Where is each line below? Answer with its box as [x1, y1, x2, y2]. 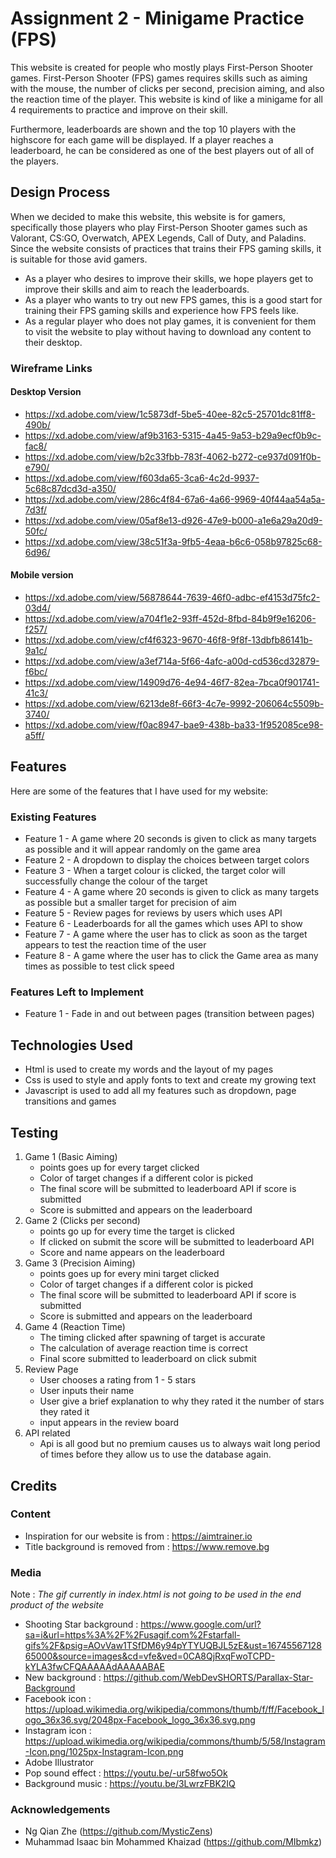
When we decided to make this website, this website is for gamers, [10, 210, 286, 222]
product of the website [10, 1599, 104, 1611]
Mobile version [10, 569, 74, 581]
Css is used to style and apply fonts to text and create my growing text [24, 1074, 317, 1086]
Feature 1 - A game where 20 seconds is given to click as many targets [24, 833, 317, 845]
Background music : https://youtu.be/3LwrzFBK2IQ [24, 1778, 236, 1790]
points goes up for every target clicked [39, 1162, 200, 1174]
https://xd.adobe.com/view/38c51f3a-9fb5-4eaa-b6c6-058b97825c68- [24, 535, 323, 547]
